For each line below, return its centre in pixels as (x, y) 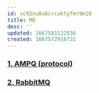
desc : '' (20, 26)
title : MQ (22, 20)
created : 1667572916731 (42, 40)
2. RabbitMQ (29, 82)
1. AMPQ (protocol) (40, 64)
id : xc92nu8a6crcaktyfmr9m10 (49, 14)
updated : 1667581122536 (42, 33)
